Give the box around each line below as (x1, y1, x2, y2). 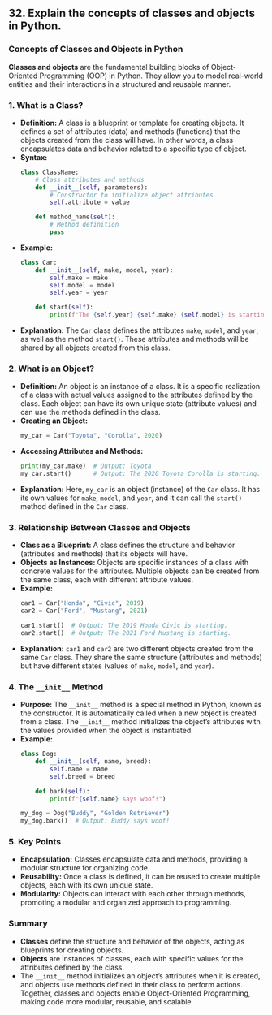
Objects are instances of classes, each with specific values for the (19, 953, 244, 963)
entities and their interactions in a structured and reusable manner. (8, 79, 231, 89)
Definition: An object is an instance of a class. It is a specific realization (19, 382, 261, 391)
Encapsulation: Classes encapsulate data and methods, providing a (19, 854, 248, 864)
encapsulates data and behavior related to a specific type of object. (19, 144, 247, 153)
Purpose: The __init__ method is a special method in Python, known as (19, 700, 262, 710)
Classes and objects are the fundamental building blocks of (8, 62, 209, 71)
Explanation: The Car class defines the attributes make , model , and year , (19, 326, 259, 335)
